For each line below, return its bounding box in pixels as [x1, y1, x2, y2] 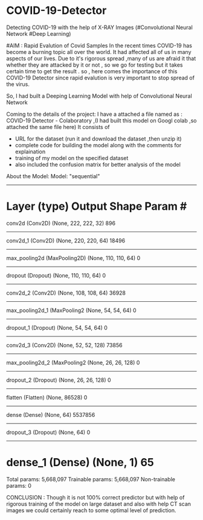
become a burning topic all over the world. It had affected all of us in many [6, 48, 192, 55]
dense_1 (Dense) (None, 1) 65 [6, 456, 154, 470]
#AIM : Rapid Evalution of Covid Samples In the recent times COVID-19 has [6, 42, 192, 49]
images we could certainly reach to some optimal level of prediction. [6, 507, 176, 514]
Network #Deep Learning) [6, 30, 71, 37]
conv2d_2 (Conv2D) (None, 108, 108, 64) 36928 [6, 289, 126, 296]
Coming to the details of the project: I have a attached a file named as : [6, 110, 182, 118]
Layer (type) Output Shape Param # [6, 199, 187, 213]
